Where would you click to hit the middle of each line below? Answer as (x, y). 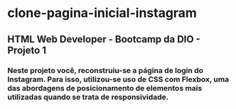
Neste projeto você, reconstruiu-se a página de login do (106, 70)
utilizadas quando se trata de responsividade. (88, 97)
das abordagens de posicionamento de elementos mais (105, 88)
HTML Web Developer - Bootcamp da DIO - (104, 39)
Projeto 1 (27, 50)
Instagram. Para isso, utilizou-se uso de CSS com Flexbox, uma (118, 79)
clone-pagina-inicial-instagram (102, 13)
